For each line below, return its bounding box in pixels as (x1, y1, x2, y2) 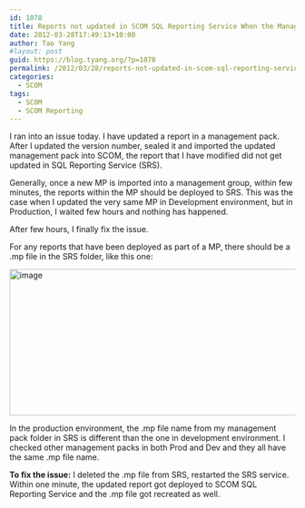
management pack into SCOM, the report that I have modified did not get (9, 151, 282, 161)
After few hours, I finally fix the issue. (9, 224, 149, 235)
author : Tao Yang (9, 38, 75, 48)
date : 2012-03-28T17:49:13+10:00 (9, 30, 136, 39)
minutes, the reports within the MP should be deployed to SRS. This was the (9, 187, 293, 198)
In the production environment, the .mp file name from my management (9, 423, 277, 434)
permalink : (9, 64, 51, 73)
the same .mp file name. (9, 452, 100, 463)
